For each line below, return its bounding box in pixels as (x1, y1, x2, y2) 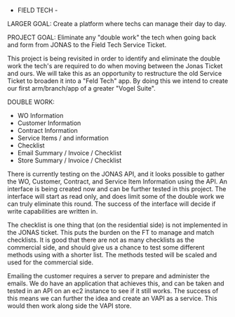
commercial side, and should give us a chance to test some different (7, 243, 205, 252)
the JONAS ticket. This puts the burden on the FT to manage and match (7, 228, 215, 236)
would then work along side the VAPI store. (7, 302, 132, 310)
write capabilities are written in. (7, 207, 98, 215)
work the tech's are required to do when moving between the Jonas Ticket (7, 62, 223, 70)
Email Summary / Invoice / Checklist (17, 149, 122, 157)
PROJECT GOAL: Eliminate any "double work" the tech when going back (7, 33, 216, 41)
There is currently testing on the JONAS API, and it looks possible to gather (7, 170, 225, 178)
